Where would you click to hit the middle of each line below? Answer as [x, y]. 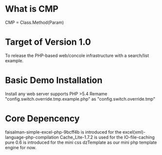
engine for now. [21, 147]
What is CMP [32, 9]
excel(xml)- [134, 132]
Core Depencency [42, 119]
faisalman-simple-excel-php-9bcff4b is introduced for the [63, 132]
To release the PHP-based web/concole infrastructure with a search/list [77, 55]
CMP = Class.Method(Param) [35, 22]
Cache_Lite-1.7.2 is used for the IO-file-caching [107, 137]
